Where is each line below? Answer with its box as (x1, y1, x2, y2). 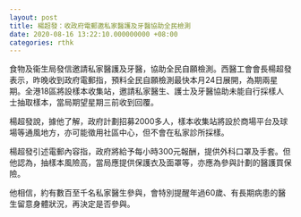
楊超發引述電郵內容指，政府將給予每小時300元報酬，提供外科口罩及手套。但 (9, 146, 291, 157)
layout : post (9, 13, 58, 22)
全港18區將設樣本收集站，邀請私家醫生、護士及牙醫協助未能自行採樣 (24, 86, 277, 96)
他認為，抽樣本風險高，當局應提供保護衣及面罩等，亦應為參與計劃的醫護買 (9, 157, 284, 168)
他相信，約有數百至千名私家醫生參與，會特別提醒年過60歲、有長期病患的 (9, 188, 279, 198)
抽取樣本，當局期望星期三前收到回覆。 (16, 97, 159, 108)
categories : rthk (9, 38, 74, 47)
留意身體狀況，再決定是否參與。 (16, 198, 135, 210)
